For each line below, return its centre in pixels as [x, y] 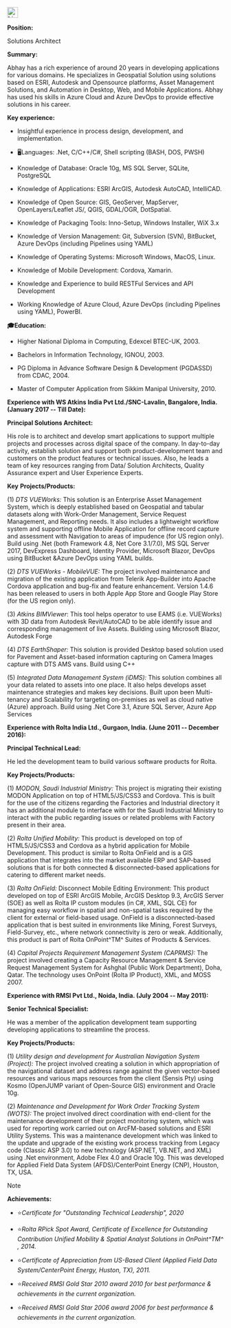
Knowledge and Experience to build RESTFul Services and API [105, 283]
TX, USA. [20, 1172]
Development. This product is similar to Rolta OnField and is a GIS [100, 853]
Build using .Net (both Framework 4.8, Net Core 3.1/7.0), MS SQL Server [108, 543]
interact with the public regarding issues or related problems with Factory [111, 817]
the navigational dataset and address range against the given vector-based [113, 1071]
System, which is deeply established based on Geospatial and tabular [106, 507]
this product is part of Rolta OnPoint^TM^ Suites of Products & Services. [109, 939]
